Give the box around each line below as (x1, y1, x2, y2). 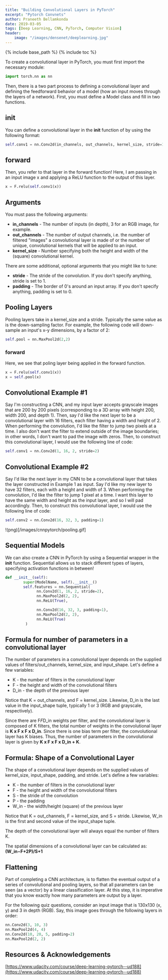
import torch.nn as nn (5, 74, 52, 79)
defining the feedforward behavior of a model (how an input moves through (5, 88, 161, 94)
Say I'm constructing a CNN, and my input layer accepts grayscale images (5, 402, 158, 408)
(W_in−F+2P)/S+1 (5, 848, 43, 854)
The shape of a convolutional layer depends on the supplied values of (5, 767, 149, 773)
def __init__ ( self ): (5, 575, 48, 580)
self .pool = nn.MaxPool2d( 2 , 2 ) (5, 337, 70, 342)
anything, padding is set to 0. (12, 288, 72, 294)
